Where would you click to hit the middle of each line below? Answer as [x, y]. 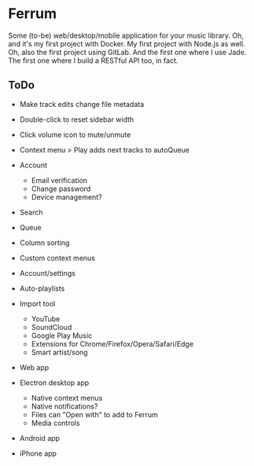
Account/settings [48, 273]
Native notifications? [64, 406]
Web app [34, 367]
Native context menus [67, 398]
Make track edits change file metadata [82, 104]
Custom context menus [57, 258]
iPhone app [38, 453]
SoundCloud [52, 327]
